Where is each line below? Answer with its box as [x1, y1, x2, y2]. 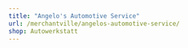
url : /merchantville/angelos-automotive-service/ [8, 20, 181, 28]
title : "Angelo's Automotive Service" [8, 11, 140, 20]
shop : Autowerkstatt [8, 27, 79, 35]
